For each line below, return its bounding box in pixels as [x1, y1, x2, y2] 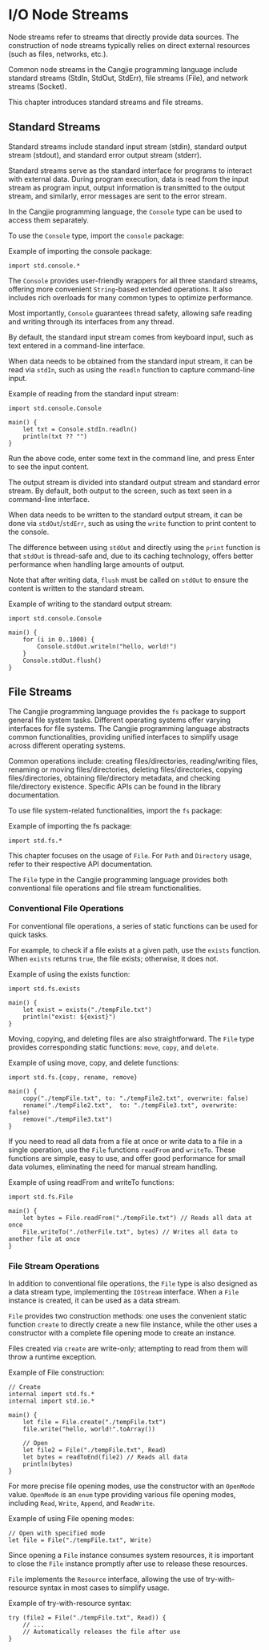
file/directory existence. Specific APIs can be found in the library [8, 781, 222, 791]
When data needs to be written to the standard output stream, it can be [8, 510, 243, 520]
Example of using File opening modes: [8, 1514, 134, 1524]
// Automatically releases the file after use [22, 1628, 181, 1636]
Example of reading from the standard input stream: [8, 388, 179, 398]
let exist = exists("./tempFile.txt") [22, 1006, 152, 1014]
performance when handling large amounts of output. [8, 559, 186, 569]
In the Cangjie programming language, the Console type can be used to [8, 207, 243, 216]
